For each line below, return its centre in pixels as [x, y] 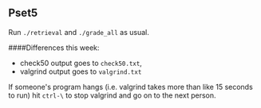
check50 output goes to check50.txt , [81, 63]
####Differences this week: [54, 48]
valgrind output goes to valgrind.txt [81, 71]
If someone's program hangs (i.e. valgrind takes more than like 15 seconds [130, 87]
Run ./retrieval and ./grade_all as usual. [79, 32]
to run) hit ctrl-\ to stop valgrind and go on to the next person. [112, 95]
